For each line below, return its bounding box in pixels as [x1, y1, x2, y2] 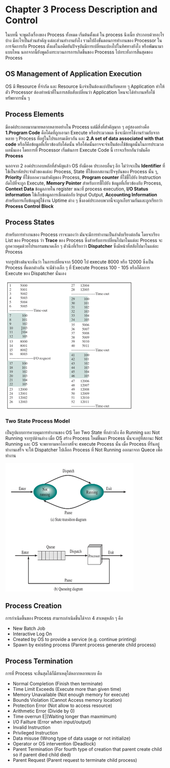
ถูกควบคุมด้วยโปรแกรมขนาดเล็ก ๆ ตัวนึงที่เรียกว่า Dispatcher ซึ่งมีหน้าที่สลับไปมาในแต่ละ [5, 243, 159, 249]
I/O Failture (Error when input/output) [12, 719, 91, 725]
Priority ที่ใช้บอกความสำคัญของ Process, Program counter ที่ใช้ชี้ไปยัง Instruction [5, 174, 161, 180]
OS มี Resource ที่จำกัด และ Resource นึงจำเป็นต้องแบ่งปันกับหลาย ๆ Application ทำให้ [5, 83, 165, 89]
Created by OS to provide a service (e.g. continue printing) [12, 636, 137, 643]
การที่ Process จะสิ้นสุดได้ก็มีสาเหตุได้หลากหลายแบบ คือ [5, 670, 102, 676]
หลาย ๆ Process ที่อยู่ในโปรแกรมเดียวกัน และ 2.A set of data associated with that [5, 135, 164, 141]
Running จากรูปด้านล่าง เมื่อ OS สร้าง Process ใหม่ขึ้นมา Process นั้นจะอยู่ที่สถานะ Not [5, 435, 163, 441]
